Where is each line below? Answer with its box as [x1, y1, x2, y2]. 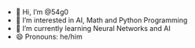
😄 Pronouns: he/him [15, 32, 83, 41]
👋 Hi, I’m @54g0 [15, 8, 69, 16]
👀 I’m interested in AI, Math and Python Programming [15, 15, 188, 25]
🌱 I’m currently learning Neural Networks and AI [15, 24, 171, 33]
